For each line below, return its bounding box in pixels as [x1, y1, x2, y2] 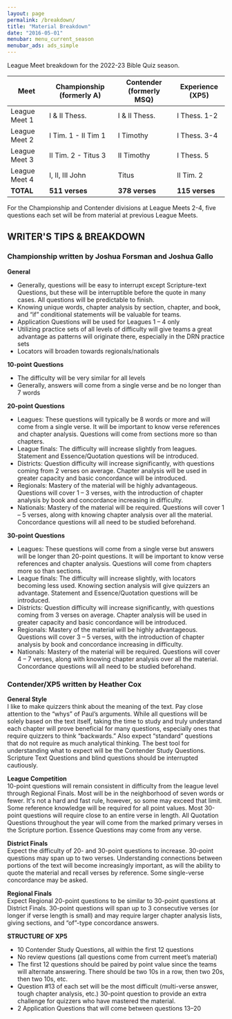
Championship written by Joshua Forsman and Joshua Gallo [7, 251, 213, 261]
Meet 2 [10, 135, 35, 144]
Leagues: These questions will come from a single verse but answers [17, 544, 215, 553]
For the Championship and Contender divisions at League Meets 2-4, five [7, 204, 216, 211]
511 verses [49, 186, 88, 196]
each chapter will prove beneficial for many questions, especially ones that [7, 724, 220, 732]
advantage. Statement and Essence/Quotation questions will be [17, 589, 198, 597]
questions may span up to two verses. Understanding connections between [7, 854, 223, 862]
